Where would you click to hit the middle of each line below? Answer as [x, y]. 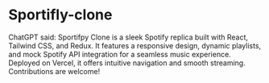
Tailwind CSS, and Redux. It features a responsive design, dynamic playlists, [135, 45]
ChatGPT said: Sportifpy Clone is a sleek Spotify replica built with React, [128, 37]
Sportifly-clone [60, 15]
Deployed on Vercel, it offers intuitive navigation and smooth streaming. [127, 63]
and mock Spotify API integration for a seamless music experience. [120, 54]
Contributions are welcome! [54, 71]
